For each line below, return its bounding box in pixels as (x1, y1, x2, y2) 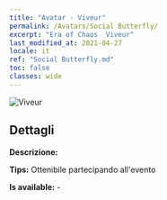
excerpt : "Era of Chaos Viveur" (9, 30, 135, 39)
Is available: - (9, 181, 61, 192)
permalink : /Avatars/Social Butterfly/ (9, 22, 159, 31)
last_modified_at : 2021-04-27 (9, 38, 123, 48)
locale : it (9, 47, 50, 56)
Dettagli (9, 123, 55, 138)
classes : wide (9, 72, 63, 81)
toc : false (9, 64, 50, 73)
